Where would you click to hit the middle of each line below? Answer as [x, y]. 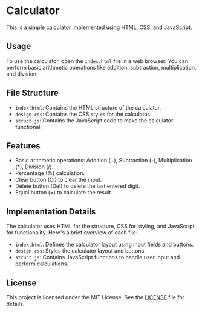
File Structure [32, 93]
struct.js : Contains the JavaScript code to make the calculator [94, 120]
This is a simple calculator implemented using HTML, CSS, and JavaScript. [99, 27]
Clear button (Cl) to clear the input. [58, 180]
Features [23, 146]
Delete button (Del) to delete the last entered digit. [77, 186]
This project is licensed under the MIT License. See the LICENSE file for [96, 297]
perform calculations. [41, 264]
